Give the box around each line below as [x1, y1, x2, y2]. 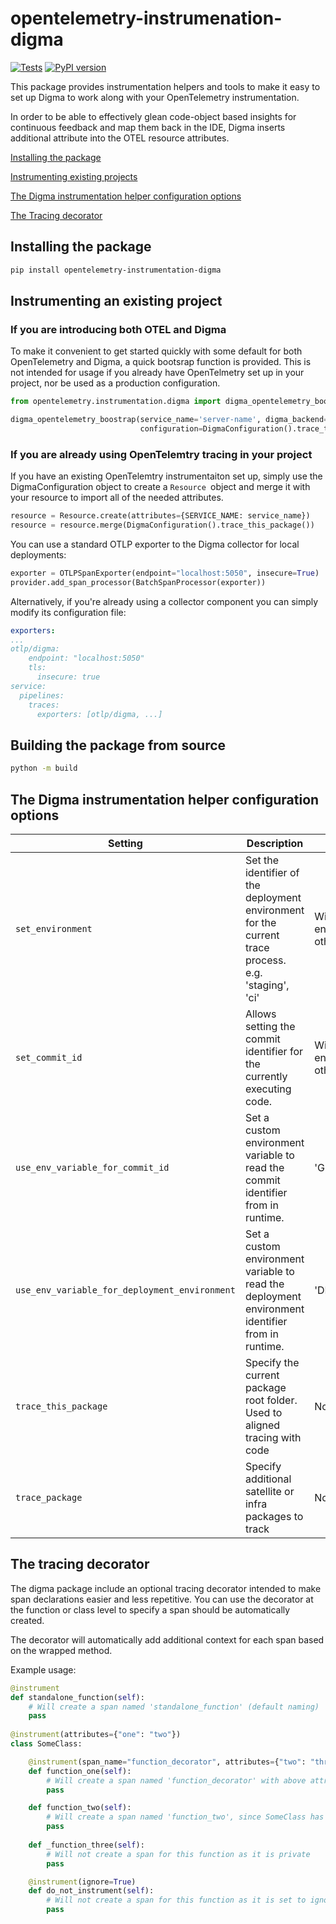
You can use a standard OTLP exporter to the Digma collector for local [10, 538, 300, 550]
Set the [244, 853, 280, 867]
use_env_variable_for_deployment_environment [15, 1284, 236, 1296]
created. [10, 1614, 45, 1626]
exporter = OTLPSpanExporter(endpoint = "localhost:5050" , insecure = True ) [10, 568, 320, 578]
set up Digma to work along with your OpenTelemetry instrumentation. [10, 91, 300, 103]
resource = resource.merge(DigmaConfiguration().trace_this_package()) [10, 520, 315, 531]
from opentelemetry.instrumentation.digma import [10, 397, 222, 407]
